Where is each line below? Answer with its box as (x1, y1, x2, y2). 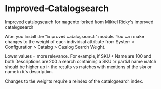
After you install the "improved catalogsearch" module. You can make (5, 34, 144, 39)
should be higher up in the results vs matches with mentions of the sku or (5, 64, 152, 70)
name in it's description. (5, 69, 53, 74)
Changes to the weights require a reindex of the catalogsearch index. (5, 78, 143, 84)
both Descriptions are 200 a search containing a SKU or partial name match (5, 58, 157, 64)
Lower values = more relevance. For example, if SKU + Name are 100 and (5, 53, 152, 59)
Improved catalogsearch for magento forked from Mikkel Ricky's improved (5, 19, 154, 25)
